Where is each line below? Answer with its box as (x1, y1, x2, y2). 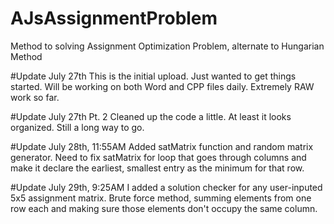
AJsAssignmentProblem (10, 7, 218, 30)
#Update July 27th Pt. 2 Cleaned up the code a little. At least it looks (10, 110, 292, 122)
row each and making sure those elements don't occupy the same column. (10, 202, 318, 214)
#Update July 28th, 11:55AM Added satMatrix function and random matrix (10, 140, 314, 152)
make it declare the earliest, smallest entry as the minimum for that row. (10, 162, 305, 174)
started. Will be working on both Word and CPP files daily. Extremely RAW (10, 80, 315, 92)
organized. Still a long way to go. (10, 121, 145, 133)
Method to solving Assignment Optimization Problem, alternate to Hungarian (10, 40, 325, 52)
